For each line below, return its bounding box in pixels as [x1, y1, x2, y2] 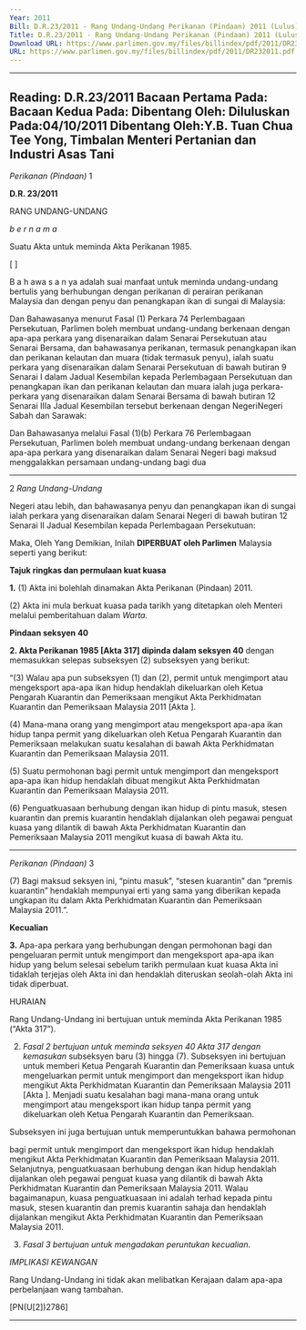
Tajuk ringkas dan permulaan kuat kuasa [9, 564, 167, 575]
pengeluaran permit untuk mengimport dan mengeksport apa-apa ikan [9, 949, 275, 960]
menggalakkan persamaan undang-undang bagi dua [9, 456, 207, 467]
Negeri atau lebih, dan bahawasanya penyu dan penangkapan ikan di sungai [9, 500, 296, 511]
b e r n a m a [9, 223, 57, 234]
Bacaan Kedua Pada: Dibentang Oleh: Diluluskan [9, 104, 291, 119]
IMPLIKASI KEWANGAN [9, 1256, 98, 1267]
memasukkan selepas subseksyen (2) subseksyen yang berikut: [9, 655, 250, 665]
